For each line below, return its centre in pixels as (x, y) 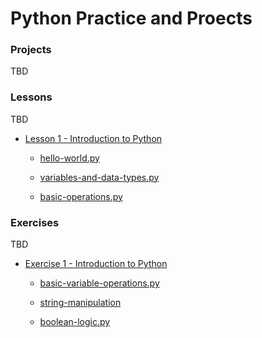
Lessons (31, 97)
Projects (31, 50)
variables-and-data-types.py (99, 177)
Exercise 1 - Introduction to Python (96, 264)
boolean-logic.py (75, 322)
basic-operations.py (81, 196)
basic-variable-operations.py (99, 283)
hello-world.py (69, 158)
